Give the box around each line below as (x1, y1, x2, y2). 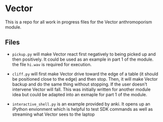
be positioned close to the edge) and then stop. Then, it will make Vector (12, 76, 158, 82)
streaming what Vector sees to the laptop (12, 111, 95, 117)
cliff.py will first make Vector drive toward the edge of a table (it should (12, 71, 159, 77)
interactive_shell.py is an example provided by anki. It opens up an (12, 101, 151, 107)
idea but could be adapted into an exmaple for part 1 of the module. (12, 91, 147, 97)
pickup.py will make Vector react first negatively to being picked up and (12, 51, 156, 57)
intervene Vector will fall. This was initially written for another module (12, 86, 151, 92)
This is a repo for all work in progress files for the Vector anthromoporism (5, 19, 152, 25)
